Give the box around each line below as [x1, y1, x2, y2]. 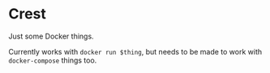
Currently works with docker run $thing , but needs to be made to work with [8, 47, 263, 56]
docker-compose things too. [8, 55, 97, 65]
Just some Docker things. [8, 31, 95, 41]
